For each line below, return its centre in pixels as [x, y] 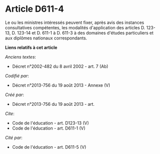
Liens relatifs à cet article [31, 47]
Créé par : [15, 95]
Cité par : [14, 137]
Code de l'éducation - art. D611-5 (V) [49, 147]
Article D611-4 [35, 9]
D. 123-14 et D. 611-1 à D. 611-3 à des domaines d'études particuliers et [82, 33]
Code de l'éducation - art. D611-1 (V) [49, 128]
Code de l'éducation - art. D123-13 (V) [50, 123]
